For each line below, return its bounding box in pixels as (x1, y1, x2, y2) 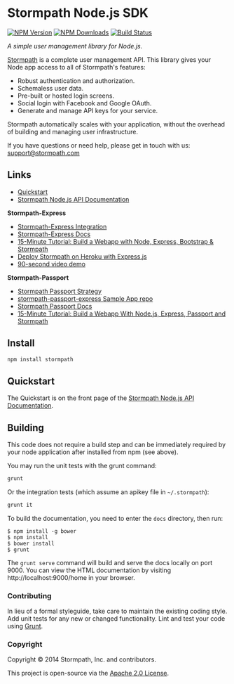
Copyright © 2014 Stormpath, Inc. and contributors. (7, 655, 156, 664)
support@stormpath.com (7, 148, 80, 157)
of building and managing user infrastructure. (7, 127, 139, 136)
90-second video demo (17, 259, 86, 268)
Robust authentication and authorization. (17, 76, 135, 85)
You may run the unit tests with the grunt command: (7, 462, 157, 470)
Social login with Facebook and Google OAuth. (17, 98, 152, 107)
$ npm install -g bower (7, 527, 77, 535)
